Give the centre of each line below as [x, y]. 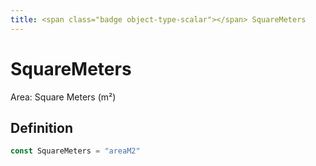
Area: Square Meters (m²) [63, 97]
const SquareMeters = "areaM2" [75, 151]
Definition [41, 127]
